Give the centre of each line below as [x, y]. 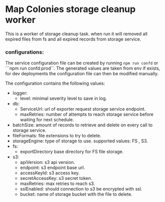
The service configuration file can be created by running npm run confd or [82, 63]
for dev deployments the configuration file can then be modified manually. [82, 74]
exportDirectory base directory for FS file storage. [72, 152]
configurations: [25, 52]
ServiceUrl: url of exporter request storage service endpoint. [83, 109]
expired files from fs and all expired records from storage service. [73, 39]
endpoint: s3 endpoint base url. [53, 168]
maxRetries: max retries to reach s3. [57, 183]
